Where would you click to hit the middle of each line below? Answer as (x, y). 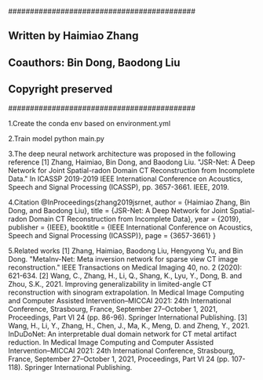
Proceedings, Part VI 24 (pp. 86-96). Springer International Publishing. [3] (128, 317)
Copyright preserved (60, 89)
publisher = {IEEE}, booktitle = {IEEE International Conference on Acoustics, (130, 227)
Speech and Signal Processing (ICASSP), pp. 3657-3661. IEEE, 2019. (119, 186)
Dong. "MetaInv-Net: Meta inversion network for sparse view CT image (123, 259)
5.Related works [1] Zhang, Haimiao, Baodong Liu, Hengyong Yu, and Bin (126, 251)
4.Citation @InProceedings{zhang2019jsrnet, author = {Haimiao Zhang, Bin (129, 202)
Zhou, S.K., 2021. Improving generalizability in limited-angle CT (110, 284)
